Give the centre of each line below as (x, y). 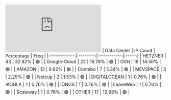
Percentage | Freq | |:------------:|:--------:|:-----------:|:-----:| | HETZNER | (86, 56)
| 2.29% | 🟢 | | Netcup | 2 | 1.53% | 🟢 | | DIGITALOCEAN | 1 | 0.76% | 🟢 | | (83, 77)
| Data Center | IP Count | (128, 51)
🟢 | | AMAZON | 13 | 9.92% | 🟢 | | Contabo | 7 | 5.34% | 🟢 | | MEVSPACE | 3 (86, 69)
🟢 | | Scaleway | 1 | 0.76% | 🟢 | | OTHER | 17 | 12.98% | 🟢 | (68, 92)
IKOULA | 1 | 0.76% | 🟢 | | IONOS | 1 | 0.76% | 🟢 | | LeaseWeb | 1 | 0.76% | (83, 84)
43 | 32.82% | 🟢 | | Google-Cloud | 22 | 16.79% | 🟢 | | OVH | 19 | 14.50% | (83, 61)
